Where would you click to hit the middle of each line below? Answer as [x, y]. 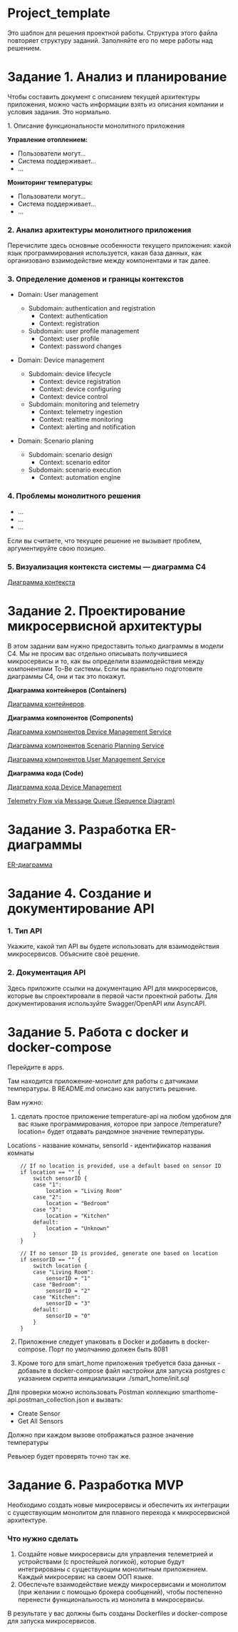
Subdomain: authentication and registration [92, 308]
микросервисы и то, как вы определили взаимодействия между [106, 661]
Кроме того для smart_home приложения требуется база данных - [119, 1363]
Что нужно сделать [43, 1538]
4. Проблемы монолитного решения [74, 496]
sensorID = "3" [68, 1303]
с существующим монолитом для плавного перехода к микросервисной [119, 1512]
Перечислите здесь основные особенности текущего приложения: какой [119, 246]
